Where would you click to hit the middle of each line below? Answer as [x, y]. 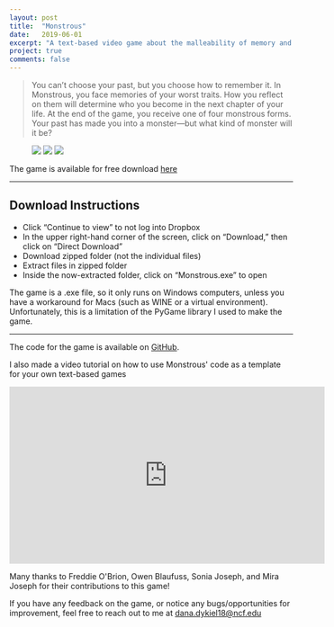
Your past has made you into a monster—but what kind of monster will [162, 123]
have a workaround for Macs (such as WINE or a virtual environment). [139, 301]
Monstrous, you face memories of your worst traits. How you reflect [157, 94]
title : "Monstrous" [48, 26]
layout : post [34, 18]
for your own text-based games [68, 373]
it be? [41, 133]
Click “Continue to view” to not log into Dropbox [111, 227]
